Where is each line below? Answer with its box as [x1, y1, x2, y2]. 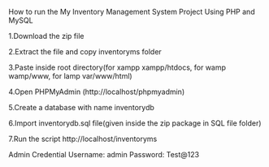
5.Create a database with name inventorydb [8, 103, 154, 112]
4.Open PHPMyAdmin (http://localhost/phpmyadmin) [8, 87, 185, 96]
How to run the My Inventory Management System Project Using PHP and [8, 7, 255, 16]
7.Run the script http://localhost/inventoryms [8, 134, 158, 143]
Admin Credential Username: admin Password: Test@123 [8, 150, 200, 159]
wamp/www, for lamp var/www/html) [8, 71, 132, 80]
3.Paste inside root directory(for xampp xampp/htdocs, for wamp [8, 62, 226, 72]
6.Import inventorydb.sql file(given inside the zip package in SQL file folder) [8, 118, 262, 128]
